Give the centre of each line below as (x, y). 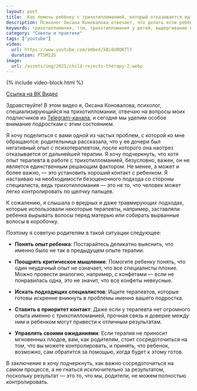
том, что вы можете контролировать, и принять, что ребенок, (92, 346)
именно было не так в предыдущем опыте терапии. (79, 250)
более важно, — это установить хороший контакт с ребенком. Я (87, 173)
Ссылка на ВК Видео (32, 94)
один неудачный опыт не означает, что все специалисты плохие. (96, 268)
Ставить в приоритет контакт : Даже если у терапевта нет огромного (102, 310)
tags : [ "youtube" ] (28, 39)
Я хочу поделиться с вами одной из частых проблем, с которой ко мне (95, 135)
